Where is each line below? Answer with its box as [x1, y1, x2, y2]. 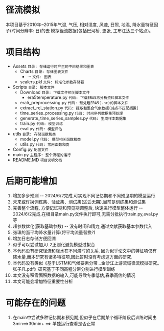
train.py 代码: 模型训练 [20, 120, 63, 126]
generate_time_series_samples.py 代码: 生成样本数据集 [20, 115, 127, 121]
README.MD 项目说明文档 [12, 157, 63, 163]
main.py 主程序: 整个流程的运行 [12, 151, 71, 157]
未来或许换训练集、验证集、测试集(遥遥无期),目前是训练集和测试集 [12, 199, 146, 205]
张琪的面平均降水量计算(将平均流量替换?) [12, 229, 96, 235]
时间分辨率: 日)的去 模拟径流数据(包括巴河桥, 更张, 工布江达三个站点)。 [11, 27, 154, 33]
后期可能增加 [5, 176, 58, 187]
